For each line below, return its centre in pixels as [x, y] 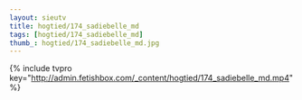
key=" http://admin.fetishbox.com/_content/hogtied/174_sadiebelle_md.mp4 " [151, 78]
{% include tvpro [41, 68]
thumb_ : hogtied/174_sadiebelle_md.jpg [85, 43]
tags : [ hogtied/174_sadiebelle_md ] [76, 34]
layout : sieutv [38, 18]
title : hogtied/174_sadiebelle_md [75, 26]
